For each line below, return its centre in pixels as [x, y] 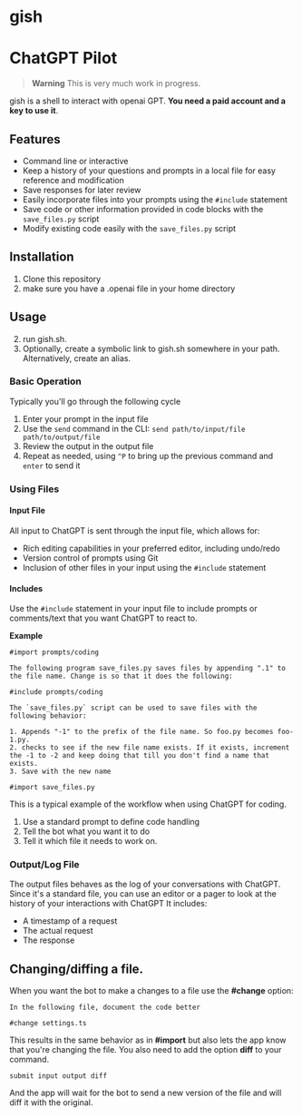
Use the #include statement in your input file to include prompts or [134, 609]
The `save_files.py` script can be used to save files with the [133, 708]
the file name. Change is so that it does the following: [121, 676]
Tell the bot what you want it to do [86, 831]
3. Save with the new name [60, 772]
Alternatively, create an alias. [77, 358]
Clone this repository [62, 279]
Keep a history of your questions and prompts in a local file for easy [149, 171]
